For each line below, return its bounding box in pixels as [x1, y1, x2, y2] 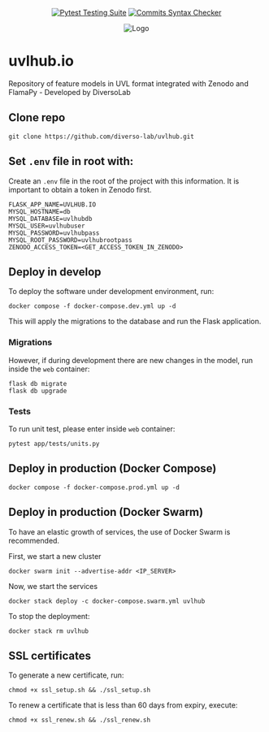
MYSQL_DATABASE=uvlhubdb [8, 214, 93, 223]
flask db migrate [8, 379, 67, 388]
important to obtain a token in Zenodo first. [8, 184, 152, 194]
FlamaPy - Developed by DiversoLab [8, 87, 132, 97]
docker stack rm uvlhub [8, 626, 89, 635]
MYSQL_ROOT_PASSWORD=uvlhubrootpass [8, 236, 132, 244]
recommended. [8, 535, 59, 545]
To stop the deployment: [8, 611, 90, 621]
